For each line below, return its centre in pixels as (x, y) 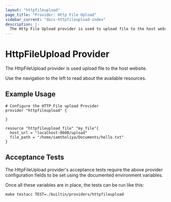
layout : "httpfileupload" (33, 10)
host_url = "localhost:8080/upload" (49, 133)
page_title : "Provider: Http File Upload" (51, 15)
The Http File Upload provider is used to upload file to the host (83, 29)
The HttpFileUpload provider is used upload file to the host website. (76, 68)
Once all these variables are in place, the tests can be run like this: (75, 185)
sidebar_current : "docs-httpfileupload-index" (55, 19)
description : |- (22, 24)
